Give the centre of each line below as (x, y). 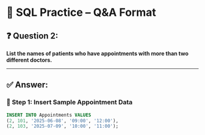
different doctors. (29, 60)
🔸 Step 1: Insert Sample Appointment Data (70, 102)
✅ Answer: (27, 85)
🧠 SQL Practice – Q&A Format (81, 13)
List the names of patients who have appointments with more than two (98, 53)
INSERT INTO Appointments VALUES (49, 115)
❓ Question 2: (32, 36)
